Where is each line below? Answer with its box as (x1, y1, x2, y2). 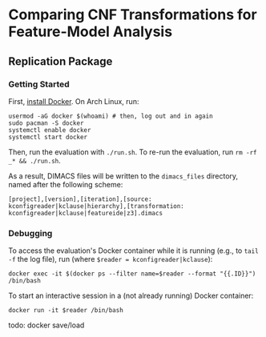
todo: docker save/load (8, 320, 85, 330)
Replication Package (8, 54, 113, 68)
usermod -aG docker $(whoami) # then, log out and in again (8, 112, 214, 120)
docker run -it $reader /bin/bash (8, 307, 124, 315)
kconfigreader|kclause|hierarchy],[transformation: (8, 202, 184, 210)
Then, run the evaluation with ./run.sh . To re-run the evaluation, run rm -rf (8, 146, 258, 157)
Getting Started (8, 78, 70, 90)
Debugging (8, 227, 53, 239)
